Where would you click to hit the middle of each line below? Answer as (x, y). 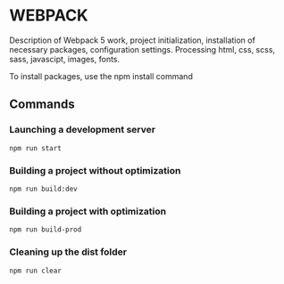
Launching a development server (83, 130)
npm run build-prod (46, 230)
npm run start (36, 148)
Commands (42, 105)
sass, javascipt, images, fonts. (65, 59)
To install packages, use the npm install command (101, 76)
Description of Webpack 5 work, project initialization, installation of (133, 40)
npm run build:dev (43, 189)
